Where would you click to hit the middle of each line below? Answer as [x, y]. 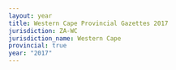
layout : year [30, 16]
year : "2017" [30, 53]
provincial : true [38, 46]
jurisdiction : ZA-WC [43, 31]
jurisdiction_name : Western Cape [65, 38]
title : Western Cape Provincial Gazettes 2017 [88, 23]
